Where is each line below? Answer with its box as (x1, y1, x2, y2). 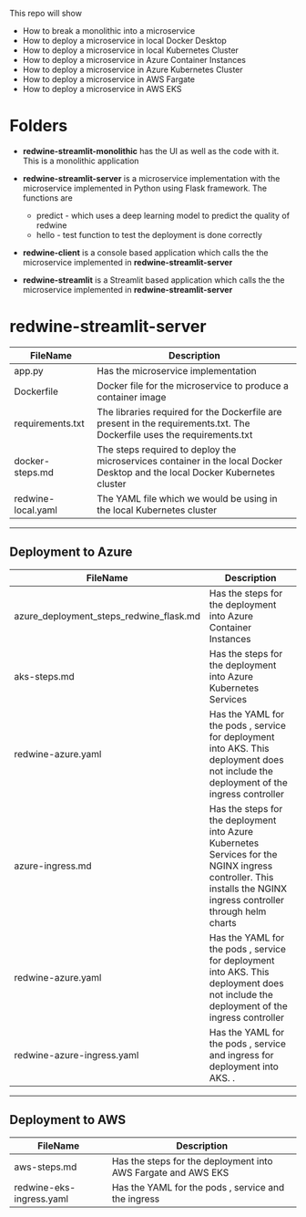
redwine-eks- (14, 1181, 76, 1193)
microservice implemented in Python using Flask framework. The (22, 182, 268, 193)
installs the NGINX (209, 882, 288, 895)
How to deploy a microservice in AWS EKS (22, 84, 182, 94)
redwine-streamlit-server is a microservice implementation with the (22, 172, 280, 183)
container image (97, 390, 167, 403)
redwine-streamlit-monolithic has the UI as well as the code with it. (22, 145, 280, 156)
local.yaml (14, 504, 57, 516)
